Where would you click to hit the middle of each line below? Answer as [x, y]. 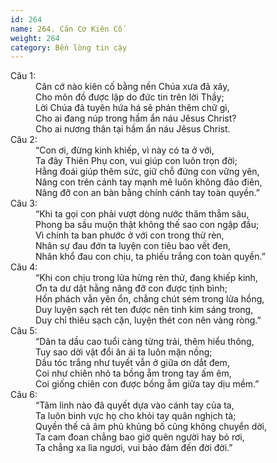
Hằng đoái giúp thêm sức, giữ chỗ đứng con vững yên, [147, 172]
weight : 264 [35, 38]
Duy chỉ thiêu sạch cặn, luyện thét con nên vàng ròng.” [148, 320]
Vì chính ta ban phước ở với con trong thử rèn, [130, 235]
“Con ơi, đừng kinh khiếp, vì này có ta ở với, [125, 150]
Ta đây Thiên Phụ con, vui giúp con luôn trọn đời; [136, 161]
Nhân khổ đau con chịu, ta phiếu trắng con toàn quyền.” [150, 257]
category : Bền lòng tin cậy [69, 47]
